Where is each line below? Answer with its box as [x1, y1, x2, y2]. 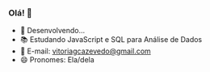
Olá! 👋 [8, 7, 32, 19]
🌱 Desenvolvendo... [19, 26, 86, 36]
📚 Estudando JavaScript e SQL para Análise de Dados [19, 35, 203, 44]
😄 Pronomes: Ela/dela [19, 55, 94, 65]
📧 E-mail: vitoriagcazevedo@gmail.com [19, 46, 151, 56]
